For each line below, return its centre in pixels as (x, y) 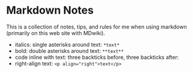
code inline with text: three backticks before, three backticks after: (97, 57)
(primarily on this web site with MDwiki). (56, 33)
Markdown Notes (50, 10)
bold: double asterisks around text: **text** (69, 50)
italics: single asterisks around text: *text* (67, 45)
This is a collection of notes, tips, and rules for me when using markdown (96, 27)
